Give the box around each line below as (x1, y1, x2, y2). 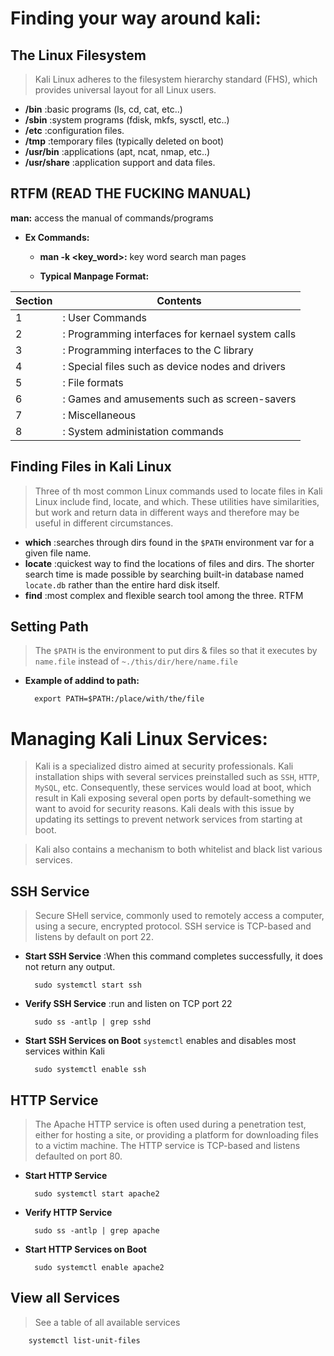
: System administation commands (62, 424, 225, 438)
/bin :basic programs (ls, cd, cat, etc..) (24, 103, 183, 115)
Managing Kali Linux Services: (10, 727, 268, 750)
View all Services (10, 1290, 121, 1307)
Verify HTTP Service (24, 1207, 113, 1218)
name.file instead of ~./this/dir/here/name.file (34, 655, 238, 667)
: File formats (62, 375, 124, 389)
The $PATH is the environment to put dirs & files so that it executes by (34, 645, 318, 657)
